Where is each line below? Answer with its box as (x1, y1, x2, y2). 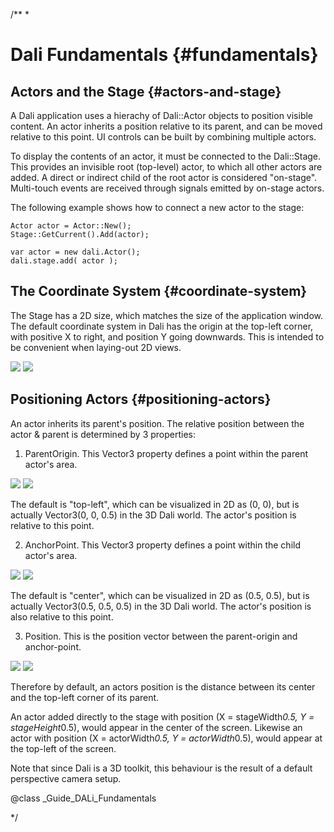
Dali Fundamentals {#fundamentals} (10, 44, 319, 66)
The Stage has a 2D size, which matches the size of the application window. (10, 309, 324, 321)
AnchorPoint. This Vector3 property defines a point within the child (24, 539, 301, 551)
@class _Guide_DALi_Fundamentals (10, 792, 157, 804)
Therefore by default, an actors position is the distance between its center (10, 680, 316, 693)
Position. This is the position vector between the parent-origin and (24, 630, 298, 642)
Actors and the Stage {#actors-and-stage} (10, 83, 282, 100)
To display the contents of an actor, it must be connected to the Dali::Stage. (10, 150, 322, 162)
